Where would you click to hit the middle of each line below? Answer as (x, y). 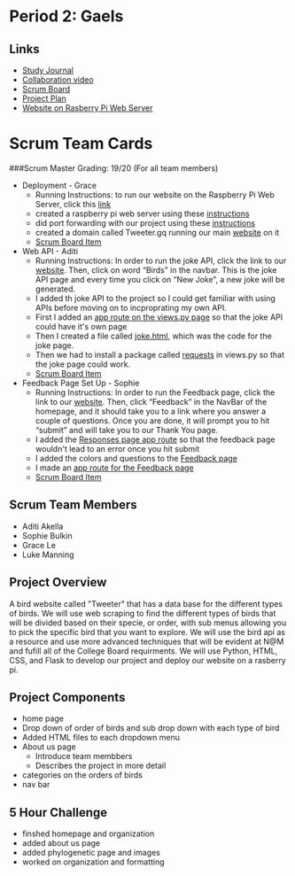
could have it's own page (81, 326)
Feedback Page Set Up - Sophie (81, 383)
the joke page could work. (83, 364)
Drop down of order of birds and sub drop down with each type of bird (151, 728)
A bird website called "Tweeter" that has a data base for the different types (146, 603)
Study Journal (47, 70)
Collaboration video (58, 80)
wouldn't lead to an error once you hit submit (117, 448)
